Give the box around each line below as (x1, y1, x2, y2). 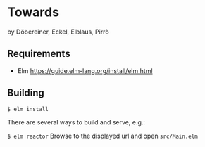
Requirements (7, 48, 70, 60)
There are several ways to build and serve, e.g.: (7, 117, 146, 127)
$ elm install (7, 106, 49, 113)
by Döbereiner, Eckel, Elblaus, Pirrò (7, 27, 109, 36)
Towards (7, 4, 60, 20)
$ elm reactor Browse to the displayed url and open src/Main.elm (7, 132, 199, 140)
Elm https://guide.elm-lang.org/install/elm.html (17, 66, 153, 75)
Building (7, 87, 44, 99)
